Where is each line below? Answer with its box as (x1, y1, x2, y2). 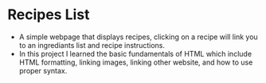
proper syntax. (18, 65, 68, 75)
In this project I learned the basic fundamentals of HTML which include (18, 49, 252, 58)
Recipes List (7, 6, 90, 24)
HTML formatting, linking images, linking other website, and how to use (18, 57, 253, 67)
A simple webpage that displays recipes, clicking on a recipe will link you (18, 32, 258, 41)
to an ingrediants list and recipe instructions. (18, 40, 165, 49)
